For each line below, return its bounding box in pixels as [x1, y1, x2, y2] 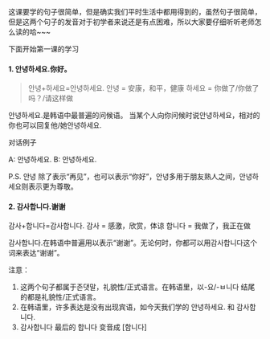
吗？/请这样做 [27, 93, 74, 103]
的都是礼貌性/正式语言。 [19, 292, 100, 302]
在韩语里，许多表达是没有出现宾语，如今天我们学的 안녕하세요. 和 [19, 302, 235, 312]
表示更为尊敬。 [27, 182, 78, 191]
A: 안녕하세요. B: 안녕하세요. [8, 155, 97, 165]
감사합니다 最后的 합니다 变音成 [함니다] [19, 322, 147, 332]
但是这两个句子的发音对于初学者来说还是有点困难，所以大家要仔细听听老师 [8, 17, 255, 27]
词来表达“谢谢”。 [8, 248, 64, 258]
